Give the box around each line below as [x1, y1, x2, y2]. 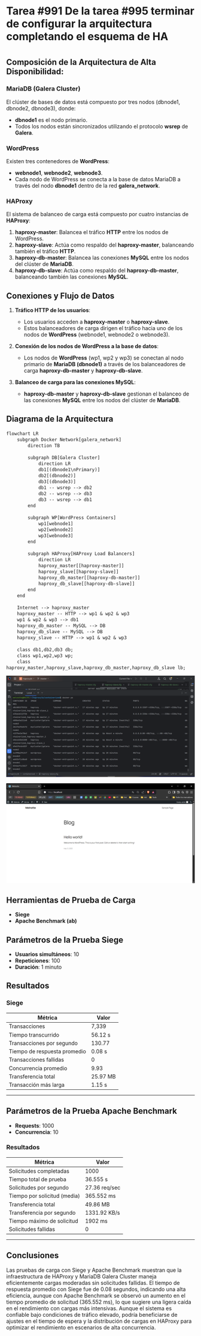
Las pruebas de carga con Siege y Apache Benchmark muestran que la [6, 1266, 182, 1274]
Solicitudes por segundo [8, 1184, 69, 1191]
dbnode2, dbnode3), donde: [6, 104, 76, 112]
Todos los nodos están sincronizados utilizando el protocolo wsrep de [14, 122, 188, 130]
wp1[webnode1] [38, 520, 74, 526]
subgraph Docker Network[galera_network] [17, 436, 121, 442]
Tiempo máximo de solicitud [8, 1217, 79, 1225]
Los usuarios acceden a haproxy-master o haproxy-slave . [23, 318, 170, 325]
